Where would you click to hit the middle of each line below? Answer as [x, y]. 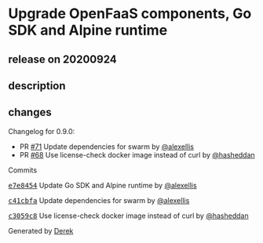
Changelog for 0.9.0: [42, 131]
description [37, 86]
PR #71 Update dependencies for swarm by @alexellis [107, 147]
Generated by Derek [41, 230]
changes [30, 112]
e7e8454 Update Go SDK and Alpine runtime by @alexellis [103, 185]
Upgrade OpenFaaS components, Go [130, 14]
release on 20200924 [62, 59]
